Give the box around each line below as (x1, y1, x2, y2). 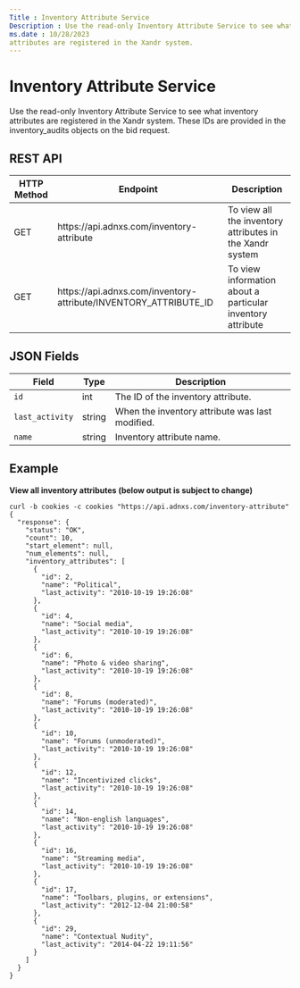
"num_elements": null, (25, 548, 110, 558)
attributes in (227, 226, 279, 238)
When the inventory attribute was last (114, 405, 272, 417)
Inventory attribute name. (114, 431, 221, 443)
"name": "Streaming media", (41, 854, 146, 863)
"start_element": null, (25, 541, 114, 550)
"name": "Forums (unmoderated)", (41, 736, 166, 746)
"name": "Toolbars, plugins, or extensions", (41, 892, 214, 902)
